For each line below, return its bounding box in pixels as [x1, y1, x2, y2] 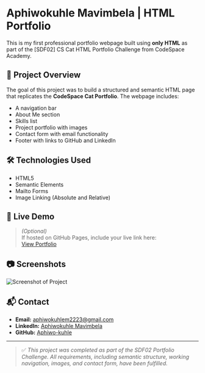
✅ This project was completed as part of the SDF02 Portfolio [21, 346, 175, 353]
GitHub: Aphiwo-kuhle [15, 329, 72, 336]
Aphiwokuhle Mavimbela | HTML [6, 6, 175, 20]
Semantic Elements [15, 180, 64, 188]
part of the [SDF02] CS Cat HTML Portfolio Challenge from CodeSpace [6, 46, 185, 53]
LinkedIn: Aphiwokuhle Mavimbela [15, 322, 103, 329]
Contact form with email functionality [15, 130, 109, 137]
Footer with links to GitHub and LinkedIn [15, 137, 116, 144]
